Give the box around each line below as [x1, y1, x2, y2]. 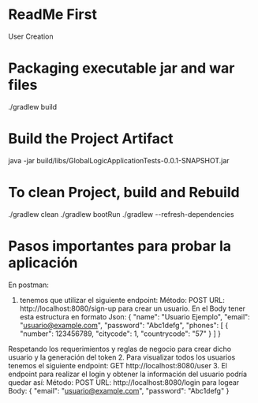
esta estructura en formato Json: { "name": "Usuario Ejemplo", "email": [19, 312, 250, 321]
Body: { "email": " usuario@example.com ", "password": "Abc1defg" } [8, 386, 230, 395]
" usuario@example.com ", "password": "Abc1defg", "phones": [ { [19, 320, 229, 330]
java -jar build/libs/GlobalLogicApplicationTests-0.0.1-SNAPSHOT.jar [8, 155, 230, 165]
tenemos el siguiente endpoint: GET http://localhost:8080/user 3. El [8, 360, 227, 370]
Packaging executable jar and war [8, 59, 235, 77]
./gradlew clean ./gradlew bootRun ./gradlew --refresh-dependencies [8, 209, 234, 218]
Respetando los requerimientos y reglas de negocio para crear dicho [8, 344, 231, 353]
